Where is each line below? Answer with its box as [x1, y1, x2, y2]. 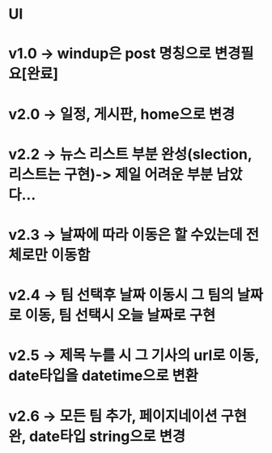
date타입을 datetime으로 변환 [8, 366, 198, 385]
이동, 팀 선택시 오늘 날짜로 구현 [24, 306, 216, 325]
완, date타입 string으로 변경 [8, 427, 186, 446]
